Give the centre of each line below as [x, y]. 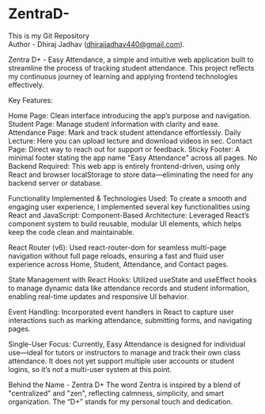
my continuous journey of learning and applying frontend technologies [123, 76]
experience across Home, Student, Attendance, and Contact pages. [119, 264]
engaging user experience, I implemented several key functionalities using [129, 206]
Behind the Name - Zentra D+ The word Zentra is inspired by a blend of [125, 385]
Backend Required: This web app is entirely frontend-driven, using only [124, 166]
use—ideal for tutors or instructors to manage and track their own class [125, 352]
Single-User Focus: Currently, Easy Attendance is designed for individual [127, 344]
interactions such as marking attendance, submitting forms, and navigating [130, 320]
